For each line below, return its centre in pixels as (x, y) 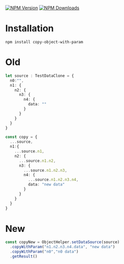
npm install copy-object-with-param (44, 42)
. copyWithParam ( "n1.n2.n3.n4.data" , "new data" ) (63, 247)
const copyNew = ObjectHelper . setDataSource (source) (63, 242)
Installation (30, 29)
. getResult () (24, 256)
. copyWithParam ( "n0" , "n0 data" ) (44, 252)
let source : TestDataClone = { (40, 76)
